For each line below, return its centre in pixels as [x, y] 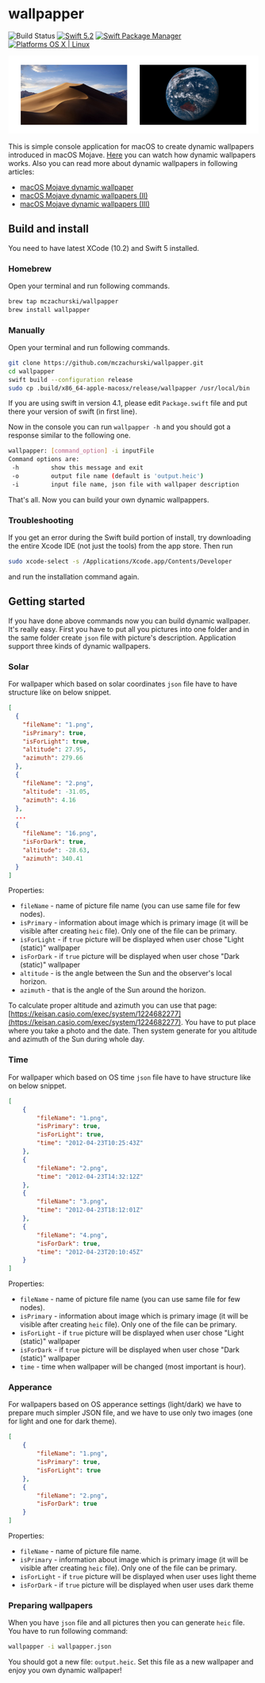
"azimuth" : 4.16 [50, 800]
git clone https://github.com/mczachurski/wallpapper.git [106, 363]
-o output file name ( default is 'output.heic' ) [108, 476]
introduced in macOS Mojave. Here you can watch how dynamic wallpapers [132, 155]
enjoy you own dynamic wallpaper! [65, 1670]
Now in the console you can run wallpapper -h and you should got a [120, 427]
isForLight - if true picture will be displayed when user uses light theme [138, 1577]
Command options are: [44, 460]
